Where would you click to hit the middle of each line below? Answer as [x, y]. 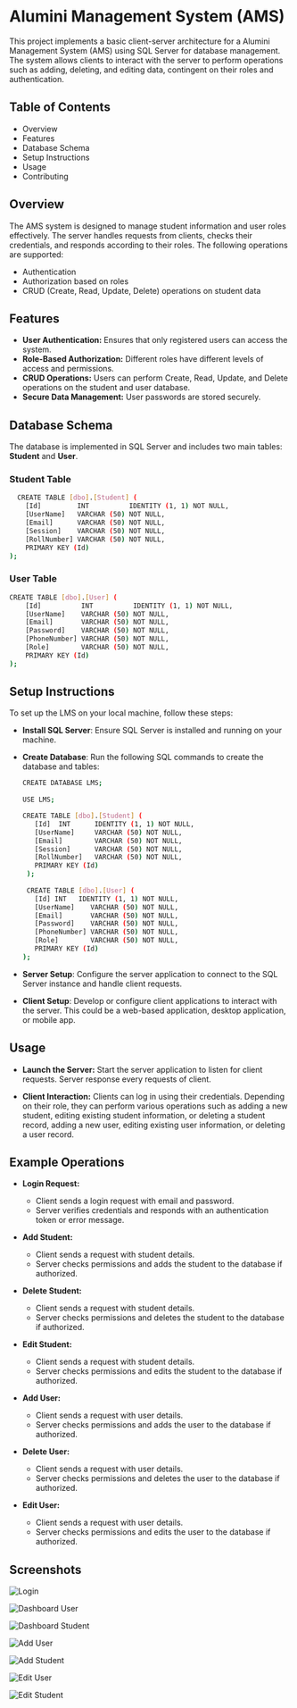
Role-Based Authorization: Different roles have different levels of [143, 359]
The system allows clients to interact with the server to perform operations [146, 60]
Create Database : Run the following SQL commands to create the [143, 758]
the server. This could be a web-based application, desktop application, [154, 1010]
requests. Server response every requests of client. [116, 1079]
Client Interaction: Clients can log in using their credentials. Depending [153, 1096]
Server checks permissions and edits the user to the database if [153, 1532]
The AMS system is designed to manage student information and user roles [148, 226]
